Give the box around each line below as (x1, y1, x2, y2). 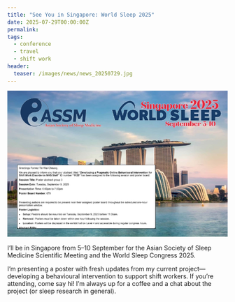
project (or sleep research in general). (7, 287, 117, 296)
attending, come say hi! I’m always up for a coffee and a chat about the (7, 280, 212, 288)
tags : (7, 33, 23, 40)
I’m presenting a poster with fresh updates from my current (7, 265, 178, 273)
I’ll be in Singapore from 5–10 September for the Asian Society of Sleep (7, 244, 212, 252)
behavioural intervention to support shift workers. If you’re (45, 272, 214, 280)
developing (7, 272, 40, 280)
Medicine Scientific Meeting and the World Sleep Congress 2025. (7, 251, 196, 259)
